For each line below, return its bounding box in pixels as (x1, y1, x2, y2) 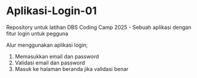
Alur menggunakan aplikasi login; (6, 41, 88, 48)
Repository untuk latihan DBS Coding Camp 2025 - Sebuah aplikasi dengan (6, 24, 192, 31)
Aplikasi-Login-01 (6, 4, 97, 18)
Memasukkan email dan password (14, 53, 100, 60)
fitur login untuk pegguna (6, 30, 69, 37)
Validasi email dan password (14, 59, 85, 66)
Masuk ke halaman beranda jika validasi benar (14, 65, 129, 72)
